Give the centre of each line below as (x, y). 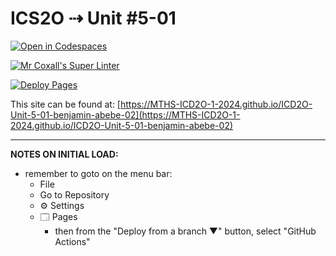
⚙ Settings (62, 205)
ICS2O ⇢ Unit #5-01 (93, 18)
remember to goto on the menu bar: (98, 173)
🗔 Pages (58, 216)
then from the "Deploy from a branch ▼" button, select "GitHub (185, 231)
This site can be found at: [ (65, 104)
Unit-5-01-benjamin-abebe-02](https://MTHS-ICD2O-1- (125, 114)
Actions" (72, 241)
